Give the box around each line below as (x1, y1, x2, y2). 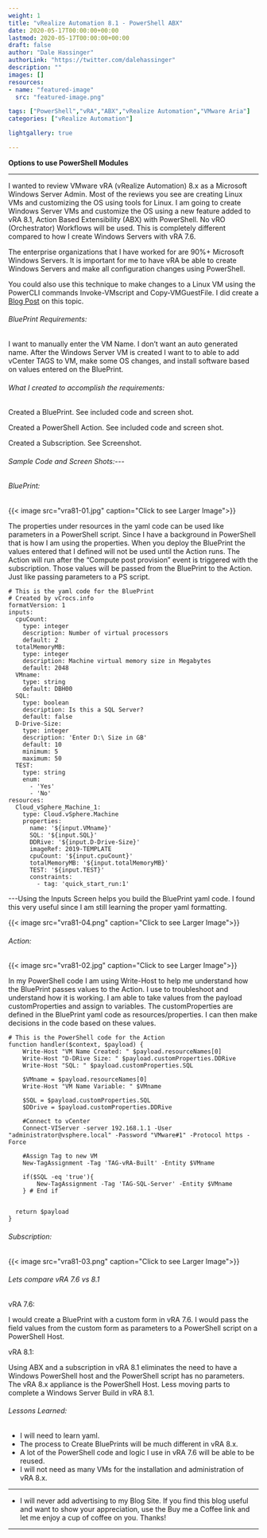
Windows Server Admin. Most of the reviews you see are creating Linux (8, 189, 243, 199)
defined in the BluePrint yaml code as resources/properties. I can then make (8, 1010, 258, 1020)
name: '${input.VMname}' (29, 825, 112, 833)
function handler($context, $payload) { (8, 1040, 145, 1049)
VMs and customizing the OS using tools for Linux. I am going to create (8, 197, 242, 207)
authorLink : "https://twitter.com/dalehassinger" (8, 57, 176, 64)
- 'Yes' (29, 783, 56, 790)
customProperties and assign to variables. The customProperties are (8, 1001, 234, 1011)
